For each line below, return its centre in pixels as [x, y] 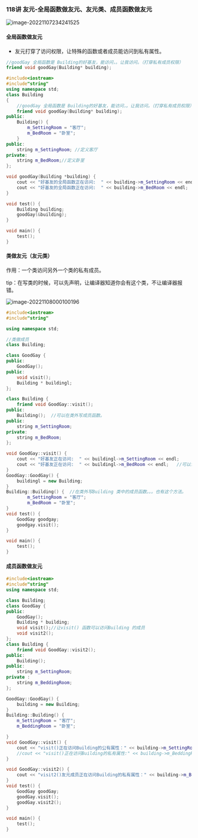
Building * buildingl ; [44, 383]
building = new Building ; [49, 704]
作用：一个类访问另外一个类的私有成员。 [55, 270]
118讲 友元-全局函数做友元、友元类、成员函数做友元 [79, 9]
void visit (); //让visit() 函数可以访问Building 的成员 [81, 628]
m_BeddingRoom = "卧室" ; [46, 727]
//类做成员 [18, 339]
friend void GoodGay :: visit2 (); [56, 650]
